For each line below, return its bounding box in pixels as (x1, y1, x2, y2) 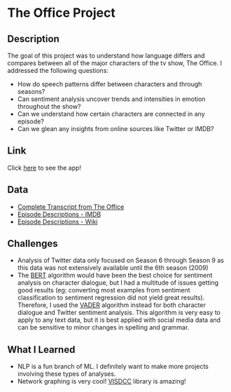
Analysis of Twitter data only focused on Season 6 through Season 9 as (17, 256, 224, 264)
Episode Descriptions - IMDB (17, 210, 101, 218)
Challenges (7, 238, 58, 250)
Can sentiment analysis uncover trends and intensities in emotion (17, 95, 206, 103)
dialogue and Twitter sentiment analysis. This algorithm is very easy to (17, 309, 220, 317)
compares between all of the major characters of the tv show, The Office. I (7, 59, 223, 67)
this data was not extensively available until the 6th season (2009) (17, 264, 209, 272)
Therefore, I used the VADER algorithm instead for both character (17, 301, 206, 309)
